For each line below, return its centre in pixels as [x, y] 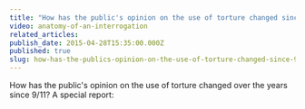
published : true [40, 51]
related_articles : [44, 34]
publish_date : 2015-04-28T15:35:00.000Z [87, 43]
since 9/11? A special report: [62, 95]
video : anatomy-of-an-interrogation [79, 26]
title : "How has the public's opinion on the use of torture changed [144, 18]
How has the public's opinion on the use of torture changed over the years [148, 85]
